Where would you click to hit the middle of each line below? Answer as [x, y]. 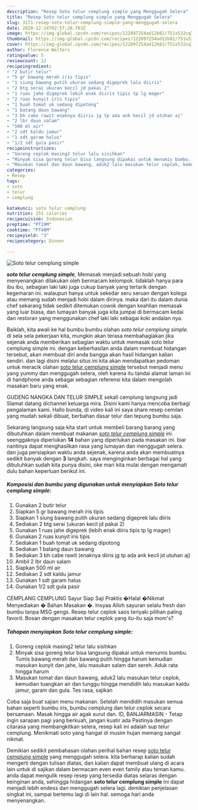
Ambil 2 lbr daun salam [43, 562]
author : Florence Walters [38, 50]
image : [15, 34]
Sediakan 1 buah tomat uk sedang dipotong [67, 543]
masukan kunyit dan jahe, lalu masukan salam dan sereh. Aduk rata [96, 665]
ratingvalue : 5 [25, 55]
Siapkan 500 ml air [38, 568]
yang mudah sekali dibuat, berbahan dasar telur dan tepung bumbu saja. [95, 416]
